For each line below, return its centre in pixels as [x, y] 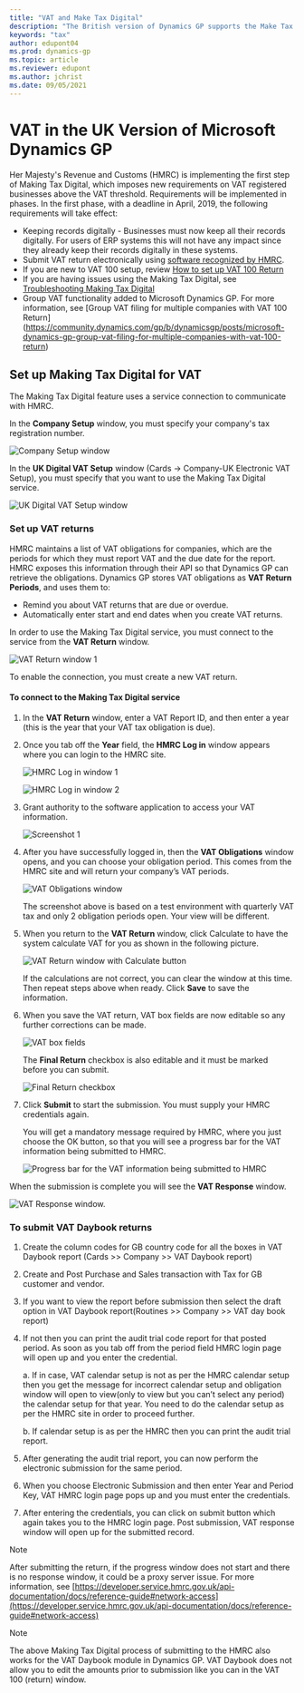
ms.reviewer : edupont [50, 69]
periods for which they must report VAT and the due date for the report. [142, 558]
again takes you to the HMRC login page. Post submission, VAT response [158, 1523]
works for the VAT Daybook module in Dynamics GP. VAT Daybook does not [151, 1660]
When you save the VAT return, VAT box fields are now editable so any [154, 1015]
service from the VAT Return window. [80, 641]
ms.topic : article [44, 60]
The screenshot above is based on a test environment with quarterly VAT [158, 906]
